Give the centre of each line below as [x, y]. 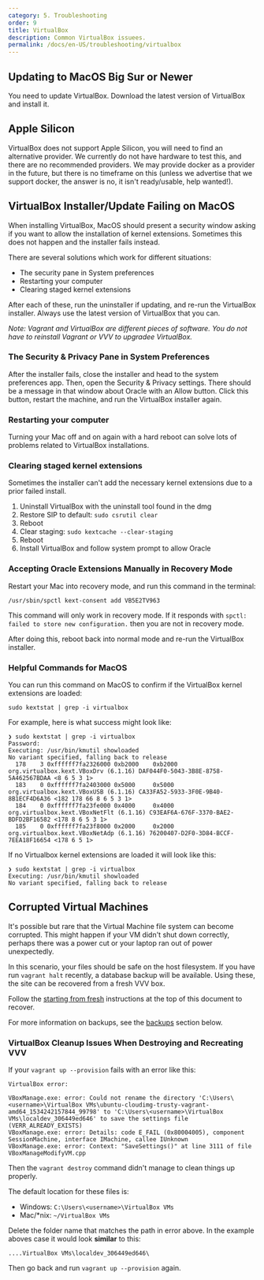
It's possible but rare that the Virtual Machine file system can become [121, 926]
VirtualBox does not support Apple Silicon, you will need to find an [115, 147]
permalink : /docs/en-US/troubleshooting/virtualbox [95, 45]
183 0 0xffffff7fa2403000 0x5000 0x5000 [95, 786]
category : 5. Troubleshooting [58, 15]
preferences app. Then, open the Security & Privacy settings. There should [130, 383]
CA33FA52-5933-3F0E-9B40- [181, 792]
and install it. [29, 104]
